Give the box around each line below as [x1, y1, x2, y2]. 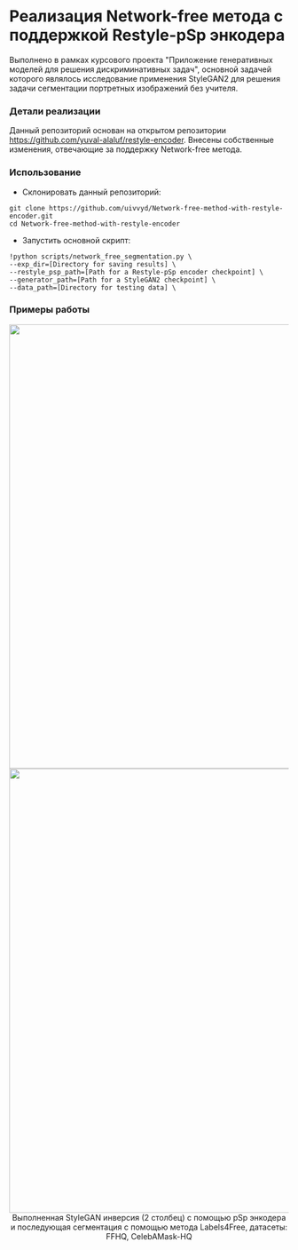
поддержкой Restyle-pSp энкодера [9, 25, 286, 45]
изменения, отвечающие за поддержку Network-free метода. [9, 144, 242, 155]
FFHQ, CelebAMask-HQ [106, 1230, 192, 1241]
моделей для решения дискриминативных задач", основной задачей [9, 64, 272, 75]
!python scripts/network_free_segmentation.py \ [9, 251, 192, 261]
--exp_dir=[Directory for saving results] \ [9, 259, 176, 268]
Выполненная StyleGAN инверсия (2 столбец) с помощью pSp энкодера [12, 1212, 286, 1222]
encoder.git [9, 211, 53, 220]
